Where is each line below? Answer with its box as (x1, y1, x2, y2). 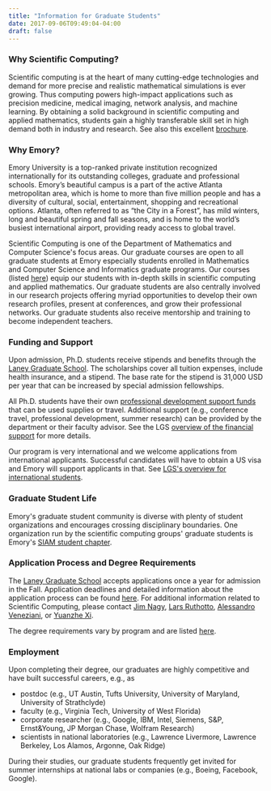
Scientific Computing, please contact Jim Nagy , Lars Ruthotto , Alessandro (8, 601, 256, 611)
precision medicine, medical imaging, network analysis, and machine (8, 98, 239, 108)
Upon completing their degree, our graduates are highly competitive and (8, 664, 250, 674)
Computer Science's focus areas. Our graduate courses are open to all (8, 247, 244, 256)
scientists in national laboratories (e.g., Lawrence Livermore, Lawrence (19, 732, 256, 742)
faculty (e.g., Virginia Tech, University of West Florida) (19, 707, 201, 716)
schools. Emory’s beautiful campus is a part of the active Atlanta (8, 179, 222, 189)
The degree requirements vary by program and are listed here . (8, 625, 217, 635)
